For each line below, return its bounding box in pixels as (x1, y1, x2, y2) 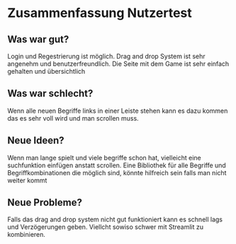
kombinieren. (7, 231, 46, 239)
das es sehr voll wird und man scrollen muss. (7, 113, 140, 122)
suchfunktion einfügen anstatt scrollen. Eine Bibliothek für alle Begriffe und (7, 161, 227, 170)
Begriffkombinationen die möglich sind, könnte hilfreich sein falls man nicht (7, 168, 227, 177)
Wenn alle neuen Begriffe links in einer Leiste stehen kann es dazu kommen (7, 106, 228, 115)
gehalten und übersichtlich (7, 67, 86, 75)
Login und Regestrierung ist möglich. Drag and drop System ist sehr (7, 52, 206, 60)
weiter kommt (7, 176, 47, 184)
